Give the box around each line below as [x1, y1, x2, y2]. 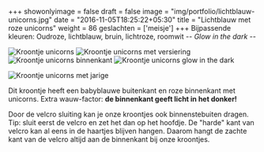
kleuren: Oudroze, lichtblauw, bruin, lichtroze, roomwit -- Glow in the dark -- [8, 32, 257, 41]
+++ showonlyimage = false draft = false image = [8, 7, 170, 16]
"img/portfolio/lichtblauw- [171, 7, 255, 16]
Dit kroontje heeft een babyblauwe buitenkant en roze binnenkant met [8, 86, 236, 95]
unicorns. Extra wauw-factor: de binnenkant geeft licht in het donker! [8, 95, 237, 103]
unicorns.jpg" [8, 15, 53, 24]
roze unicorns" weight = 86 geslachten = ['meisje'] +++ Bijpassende [8, 24, 232, 32]
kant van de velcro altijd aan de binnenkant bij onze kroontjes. [8, 135, 210, 144]
